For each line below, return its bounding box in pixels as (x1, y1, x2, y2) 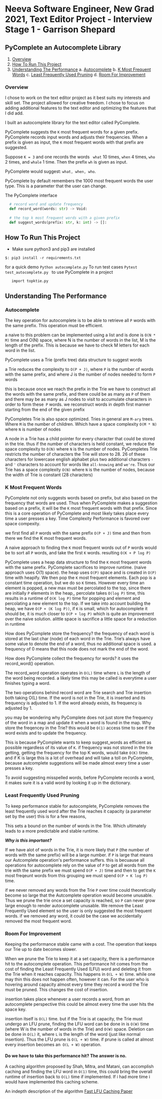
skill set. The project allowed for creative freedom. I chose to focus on (5, 100, 145, 106)
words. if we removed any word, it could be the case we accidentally (5, 913, 142, 918)
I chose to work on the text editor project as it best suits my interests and (5, 95, 150, 100)
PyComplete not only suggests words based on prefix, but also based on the (5, 495, 158, 501)
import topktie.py (11, 279, 49, 283)
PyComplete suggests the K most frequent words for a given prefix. (5, 129, 139, 135)
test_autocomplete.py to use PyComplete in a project (5, 269, 113, 275)
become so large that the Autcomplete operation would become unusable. (5, 892, 153, 898)
